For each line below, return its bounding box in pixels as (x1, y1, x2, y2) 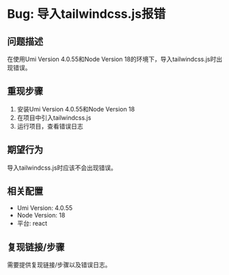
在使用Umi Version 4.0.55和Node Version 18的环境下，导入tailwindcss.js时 (7, 55, 217, 63)
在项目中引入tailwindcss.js (16, 114, 92, 122)
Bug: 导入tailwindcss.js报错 (7, 6, 166, 22)
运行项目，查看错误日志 (16, 122, 83, 130)
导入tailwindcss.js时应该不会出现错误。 (7, 163, 118, 172)
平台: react (16, 220, 48, 228)
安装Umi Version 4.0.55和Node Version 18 (16, 105, 135, 113)
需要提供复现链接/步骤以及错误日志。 (7, 261, 111, 269)
